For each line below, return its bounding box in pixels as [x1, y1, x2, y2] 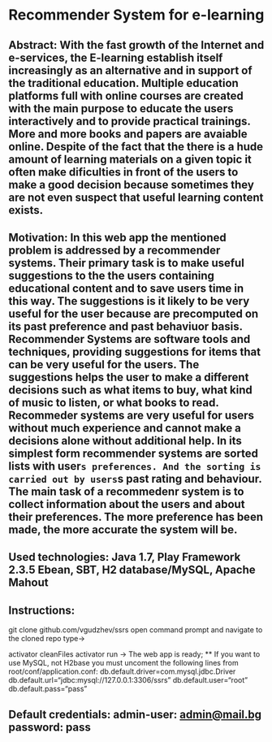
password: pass [8, 720, 92, 734]
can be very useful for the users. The [8, 358, 200, 371]
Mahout [8, 575, 49, 590]
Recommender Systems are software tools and [8, 332, 251, 346]
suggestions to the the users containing [8, 268, 215, 282]
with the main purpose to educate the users [8, 102, 234, 115]
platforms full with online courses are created [8, 89, 244, 102]
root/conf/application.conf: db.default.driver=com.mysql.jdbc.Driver [8, 666, 236, 676]
